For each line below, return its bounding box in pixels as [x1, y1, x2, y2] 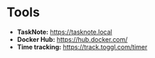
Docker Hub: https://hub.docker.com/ [16, 35, 128, 43]
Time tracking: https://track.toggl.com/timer [16, 42, 148, 51]
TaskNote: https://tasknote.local [16, 28, 112, 36]
